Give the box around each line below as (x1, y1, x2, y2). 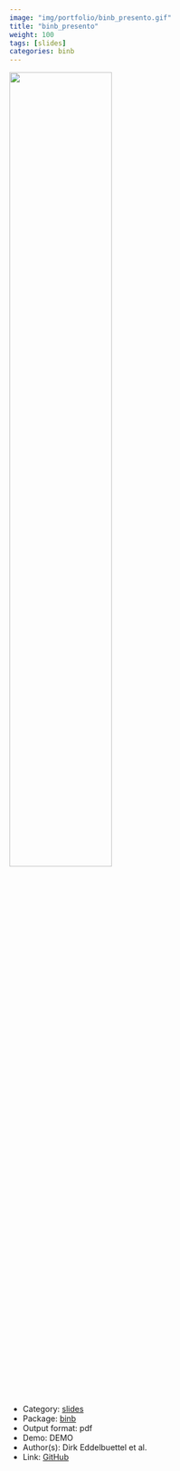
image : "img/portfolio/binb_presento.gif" (9, 13, 172, 23)
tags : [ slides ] (9, 38, 67, 48)
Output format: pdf (22, 1423, 93, 1434)
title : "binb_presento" (9, 22, 99, 31)
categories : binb (9, 47, 75, 56)
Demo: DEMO (22, 1432, 74, 1444)
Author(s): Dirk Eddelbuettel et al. (22, 1442, 147, 1453)
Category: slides (22, 1404, 84, 1415)
